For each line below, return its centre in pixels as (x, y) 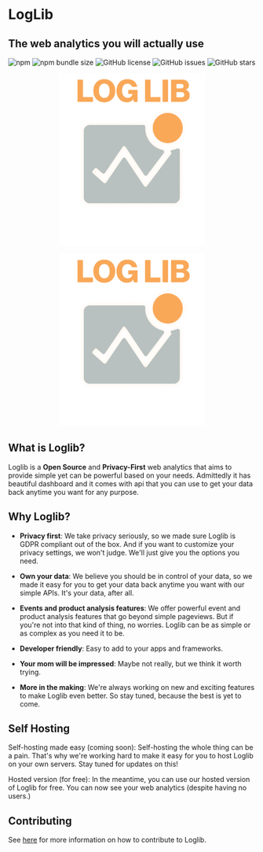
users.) (20, 796)
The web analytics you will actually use (106, 44)
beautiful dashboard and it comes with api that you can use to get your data (131, 483)
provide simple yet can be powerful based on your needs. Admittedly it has (130, 475)
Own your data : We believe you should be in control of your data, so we (136, 576)
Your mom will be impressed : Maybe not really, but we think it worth (130, 663)
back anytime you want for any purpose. (73, 492)
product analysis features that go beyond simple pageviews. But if (126, 616)
